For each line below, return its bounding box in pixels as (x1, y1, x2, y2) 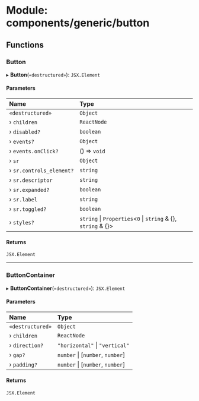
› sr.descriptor (9, 176, 53, 184)
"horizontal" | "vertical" (57, 341, 130, 349)
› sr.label (9, 195, 37, 204)
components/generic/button (6, 16, 150, 30)
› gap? (9, 351, 25, 359)
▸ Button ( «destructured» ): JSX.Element (6, 71, 101, 78)
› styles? (9, 218, 34, 226)
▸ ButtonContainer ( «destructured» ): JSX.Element (6, 285, 126, 292)
